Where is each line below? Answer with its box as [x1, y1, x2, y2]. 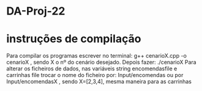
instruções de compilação [6, 32, 141, 46]
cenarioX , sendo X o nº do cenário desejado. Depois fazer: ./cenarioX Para [6, 59, 197, 66]
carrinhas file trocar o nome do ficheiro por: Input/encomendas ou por [6, 72, 184, 79]
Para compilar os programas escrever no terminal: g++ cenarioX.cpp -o [6, 52, 187, 59]
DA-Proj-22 [6, 4, 65, 18]
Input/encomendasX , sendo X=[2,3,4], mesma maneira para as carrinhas [6, 78, 192, 86]
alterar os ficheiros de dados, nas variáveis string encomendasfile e [6, 65, 178, 72]
